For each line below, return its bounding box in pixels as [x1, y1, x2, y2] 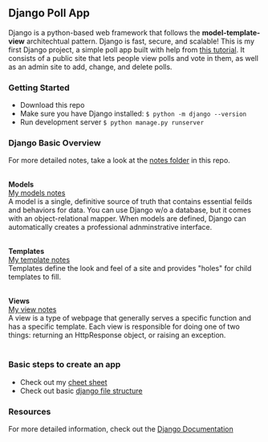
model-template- [201, 27, 261, 37]
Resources [8, 406, 51, 417]
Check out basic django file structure [19, 386, 143, 395]
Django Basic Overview [8, 137, 102, 149]
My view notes [8, 305, 57, 314]
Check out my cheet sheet [19, 377, 108, 387]
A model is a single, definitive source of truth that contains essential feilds [8, 197, 253, 207]
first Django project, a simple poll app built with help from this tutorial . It [8, 44, 245, 55]
